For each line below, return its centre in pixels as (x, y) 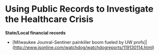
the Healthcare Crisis (49, 19)
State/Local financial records (35, 33)
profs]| (141, 42)
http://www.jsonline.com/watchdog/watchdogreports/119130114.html (83, 47)
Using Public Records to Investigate (79, 9)
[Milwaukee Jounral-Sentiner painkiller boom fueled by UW (72, 42)
